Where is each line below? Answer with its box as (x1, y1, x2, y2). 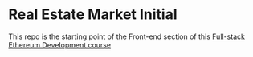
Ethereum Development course (8, 40, 111, 49)
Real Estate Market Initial (8, 6, 178, 24)
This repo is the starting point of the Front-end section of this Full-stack (8, 32, 245, 41)
